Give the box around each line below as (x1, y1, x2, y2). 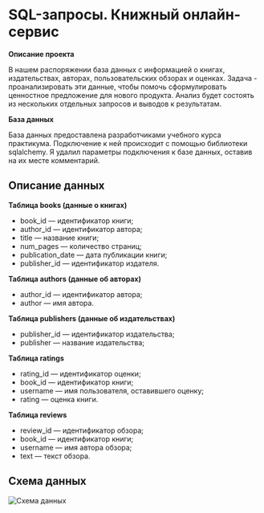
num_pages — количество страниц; (19, 241, 142, 250)
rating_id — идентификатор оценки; (19, 368, 142, 378)
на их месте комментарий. (8, 155, 100, 165)
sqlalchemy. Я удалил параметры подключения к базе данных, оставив (8, 147, 253, 157)
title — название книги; (19, 233, 100, 242)
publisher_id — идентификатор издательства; (19, 329, 175, 339)
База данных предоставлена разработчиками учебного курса (8, 130, 222, 140)
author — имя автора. (19, 298, 95, 307)
